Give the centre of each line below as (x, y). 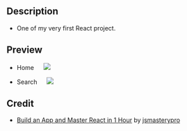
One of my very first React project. (66, 28)
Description (32, 11)
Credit (20, 104)
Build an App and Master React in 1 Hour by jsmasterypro (98, 120)
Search (27, 82)
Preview (25, 50)
